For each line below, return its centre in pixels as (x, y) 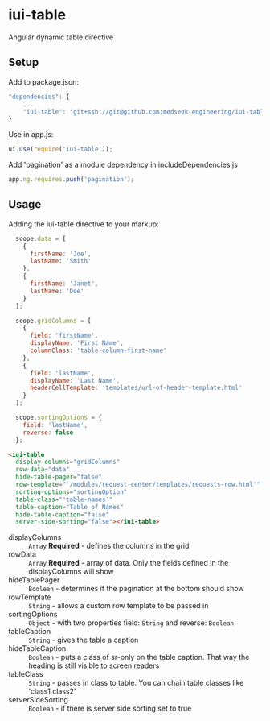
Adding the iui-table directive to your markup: (84, 224)
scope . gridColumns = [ (53, 321)
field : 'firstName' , (64, 336)
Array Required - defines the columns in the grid (109, 546)
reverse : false (48, 433)
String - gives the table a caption (84, 640)
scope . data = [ (41, 238)
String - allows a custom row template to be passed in (119, 606)
